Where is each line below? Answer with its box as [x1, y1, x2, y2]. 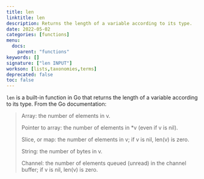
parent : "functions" [17, 49, 70, 55]
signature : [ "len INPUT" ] [6, 60, 72, 66]
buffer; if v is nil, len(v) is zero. [21, 166, 98, 174]
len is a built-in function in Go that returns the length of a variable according [6, 94, 199, 101]
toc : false [6, 77, 34, 83]
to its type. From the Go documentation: [6, 100, 107, 108]
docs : [12, 43, 26, 49]
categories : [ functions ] [6, 32, 70, 38]
